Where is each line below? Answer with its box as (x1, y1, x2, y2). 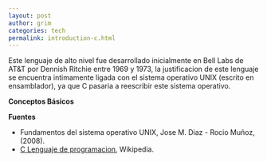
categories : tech (8, 26, 66, 34)
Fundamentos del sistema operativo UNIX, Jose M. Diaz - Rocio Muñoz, (19, 128, 255, 137)
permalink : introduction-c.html (8, 34, 116, 42)
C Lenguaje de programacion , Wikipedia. (19, 144, 154, 154)
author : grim (8, 19, 52, 27)
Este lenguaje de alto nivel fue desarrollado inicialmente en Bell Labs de (8, 56, 244, 65)
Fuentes (8, 113, 36, 122)
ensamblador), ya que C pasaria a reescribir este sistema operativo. (8, 81, 231, 91)
